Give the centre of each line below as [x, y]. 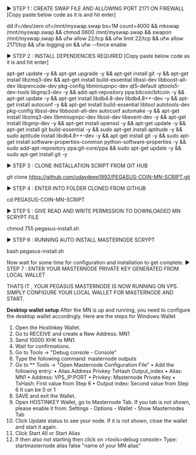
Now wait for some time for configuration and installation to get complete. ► [98, 262]
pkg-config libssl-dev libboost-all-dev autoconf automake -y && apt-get [93, 111]
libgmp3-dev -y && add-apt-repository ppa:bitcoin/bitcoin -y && [108, 92]
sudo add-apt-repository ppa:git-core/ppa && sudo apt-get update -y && [94, 148]
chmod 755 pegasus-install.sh [43, 228]
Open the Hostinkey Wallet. [48, 328]
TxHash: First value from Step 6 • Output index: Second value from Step [102, 383]
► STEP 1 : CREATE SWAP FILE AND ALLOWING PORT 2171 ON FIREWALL [96, 8]
